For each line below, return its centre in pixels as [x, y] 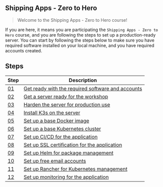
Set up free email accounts [55, 161]
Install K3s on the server [52, 112]
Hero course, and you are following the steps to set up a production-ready [81, 35]
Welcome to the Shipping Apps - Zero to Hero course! [72, 20]
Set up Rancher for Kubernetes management [76, 169]
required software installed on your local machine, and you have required [80, 45]
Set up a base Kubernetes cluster [62, 129]
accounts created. [24, 50]
